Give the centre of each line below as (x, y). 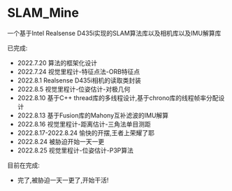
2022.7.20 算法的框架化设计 (57, 63)
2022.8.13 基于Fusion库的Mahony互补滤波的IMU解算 (93, 115)
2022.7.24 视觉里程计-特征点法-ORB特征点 (79, 71)
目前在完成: (24, 165)
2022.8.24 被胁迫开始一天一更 (61, 141)
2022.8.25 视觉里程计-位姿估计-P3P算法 (75, 150)
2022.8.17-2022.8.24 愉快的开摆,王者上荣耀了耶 (86, 133)
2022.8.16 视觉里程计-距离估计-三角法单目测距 (84, 124)
